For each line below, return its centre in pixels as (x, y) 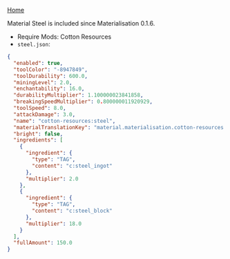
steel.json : (33, 44)
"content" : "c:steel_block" (72, 211)
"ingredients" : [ (38, 140)
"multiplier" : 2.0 (52, 179)
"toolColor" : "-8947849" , (51, 69)
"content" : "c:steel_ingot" (72, 166)
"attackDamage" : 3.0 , (45, 114)
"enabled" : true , (38, 63)
